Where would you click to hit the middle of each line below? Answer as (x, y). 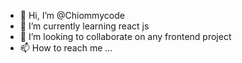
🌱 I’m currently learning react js (84, 26)
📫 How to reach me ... (66, 48)
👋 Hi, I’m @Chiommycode (72, 15)
